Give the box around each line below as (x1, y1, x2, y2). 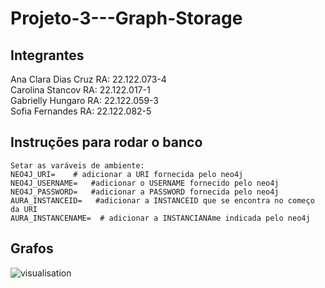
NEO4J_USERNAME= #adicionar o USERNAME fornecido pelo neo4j (10, 178, 280, 188)
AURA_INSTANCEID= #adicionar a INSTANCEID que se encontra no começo (10, 195, 315, 206)
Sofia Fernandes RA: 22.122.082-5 (10, 105, 152, 117)
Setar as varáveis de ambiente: (10, 160, 145, 171)
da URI (10, 204, 38, 214)
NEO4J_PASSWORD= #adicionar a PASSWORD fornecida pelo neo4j (10, 187, 280, 197)
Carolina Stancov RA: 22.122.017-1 (10, 84, 151, 96)
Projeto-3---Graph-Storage (10, 7, 243, 30)
